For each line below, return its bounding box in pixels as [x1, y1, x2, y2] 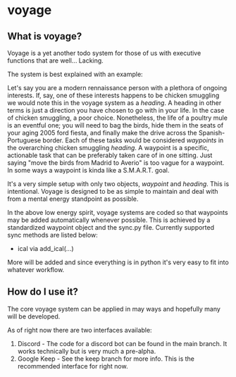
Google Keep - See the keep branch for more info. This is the [17, 354, 195, 363]
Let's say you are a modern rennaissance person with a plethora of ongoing [7, 84, 228, 92]
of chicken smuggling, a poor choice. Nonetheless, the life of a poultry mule [7, 113, 228, 122]
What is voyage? [7, 30, 82, 42]
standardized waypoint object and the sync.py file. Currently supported [7, 223, 215, 231]
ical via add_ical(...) [17, 245, 74, 252]
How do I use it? [7, 286, 79, 298]
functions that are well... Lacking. [7, 56, 104, 65]
